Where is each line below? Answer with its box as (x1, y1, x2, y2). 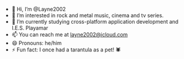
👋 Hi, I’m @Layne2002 (11, 6, 66, 12)
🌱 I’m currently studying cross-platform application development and (11, 18, 179, 25)
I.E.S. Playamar (11, 24, 49, 31)
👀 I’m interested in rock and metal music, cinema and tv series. (11, 12, 164, 19)
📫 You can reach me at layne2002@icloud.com (11, 31, 128, 38)
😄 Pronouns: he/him (11, 40, 62, 47)
